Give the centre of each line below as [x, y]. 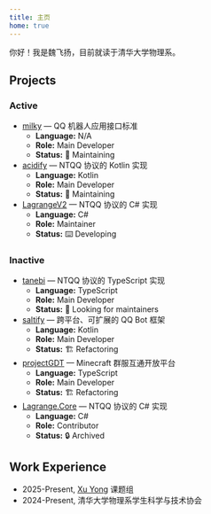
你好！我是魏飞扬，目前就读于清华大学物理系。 [94, 52]
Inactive [27, 261]
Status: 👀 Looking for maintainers [97, 309]
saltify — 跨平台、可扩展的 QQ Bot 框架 [94, 320]
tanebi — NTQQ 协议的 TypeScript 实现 [94, 281]
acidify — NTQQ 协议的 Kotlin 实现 [85, 166]
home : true [29, 26]
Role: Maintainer [65, 224]
